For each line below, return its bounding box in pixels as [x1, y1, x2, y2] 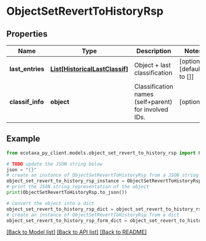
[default [179, 65, 202, 73]
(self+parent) [134, 98, 173, 106]
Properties [6, 29, 48, 39]
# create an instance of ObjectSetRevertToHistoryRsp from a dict [6, 212, 180, 218]
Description [136, 47, 172, 55]
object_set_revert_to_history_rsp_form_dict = [6, 217, 128, 224]
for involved [134, 105, 169, 114]
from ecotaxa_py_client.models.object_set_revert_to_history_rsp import [6, 150, 196, 156]
